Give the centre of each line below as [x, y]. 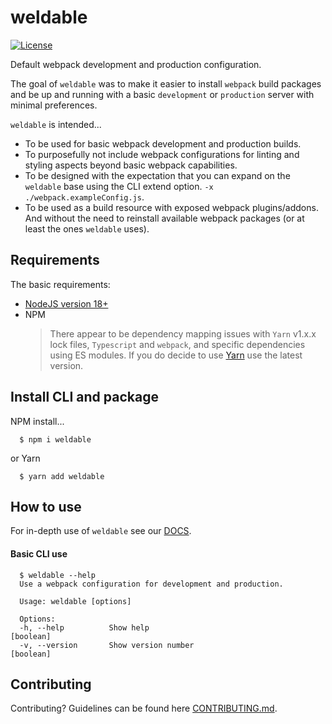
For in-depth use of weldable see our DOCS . [101, 531]
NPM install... [37, 421]
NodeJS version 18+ [66, 303]
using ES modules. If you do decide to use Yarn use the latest [176, 355]
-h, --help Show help [84, 627]
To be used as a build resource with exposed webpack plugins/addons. [171, 207]
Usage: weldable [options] [75, 601]
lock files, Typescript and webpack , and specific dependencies [177, 344]
